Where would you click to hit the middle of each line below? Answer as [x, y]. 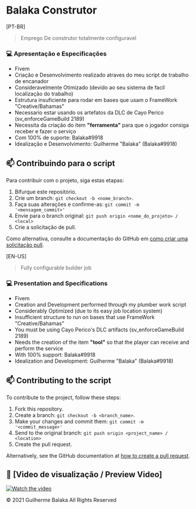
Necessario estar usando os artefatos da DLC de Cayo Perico [89, 113]
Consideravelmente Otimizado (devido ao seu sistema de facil [89, 88]
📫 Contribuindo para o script [61, 163]
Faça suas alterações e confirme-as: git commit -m [77, 205]
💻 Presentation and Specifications [57, 283]
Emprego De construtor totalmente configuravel [78, 38]
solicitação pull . [25, 245]
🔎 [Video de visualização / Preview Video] [84, 474]
